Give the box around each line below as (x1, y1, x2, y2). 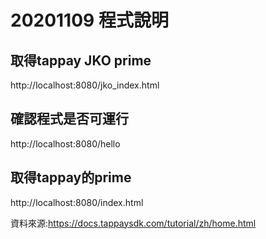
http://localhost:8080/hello (10, 137, 121, 150)
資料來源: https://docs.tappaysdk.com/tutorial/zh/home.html (10, 217, 257, 229)
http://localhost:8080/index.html (10, 196, 144, 208)
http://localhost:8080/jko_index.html (10, 79, 160, 91)
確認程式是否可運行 (10, 111, 129, 128)
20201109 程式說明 (10, 9, 169, 32)
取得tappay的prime (10, 169, 132, 186)
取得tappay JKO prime (10, 52, 152, 69)
